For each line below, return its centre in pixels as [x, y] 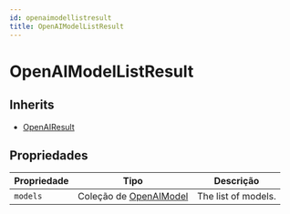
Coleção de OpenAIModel [133, 197]
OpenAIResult [48, 127]
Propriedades [49, 155]
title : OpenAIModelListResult [67, 26]
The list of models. [237, 197]
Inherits [32, 105]
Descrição [237, 181]
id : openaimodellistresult [61, 18]
